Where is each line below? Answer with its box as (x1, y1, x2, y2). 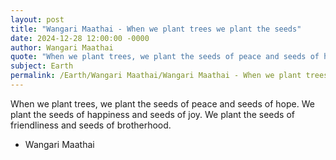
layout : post (10, 14, 65, 25)
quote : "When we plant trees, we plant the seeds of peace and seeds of (10, 52, 320, 62)
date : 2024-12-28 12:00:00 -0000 (10, 33, 150, 43)
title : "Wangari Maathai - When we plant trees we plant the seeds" (10, 24, 302, 34)
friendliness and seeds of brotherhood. (10, 119, 172, 131)
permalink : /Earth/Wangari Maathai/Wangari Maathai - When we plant (10, 71, 302, 81)
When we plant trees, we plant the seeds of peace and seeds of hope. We (10, 97, 315, 110)
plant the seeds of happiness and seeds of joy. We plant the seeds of (10, 108, 295, 120)
